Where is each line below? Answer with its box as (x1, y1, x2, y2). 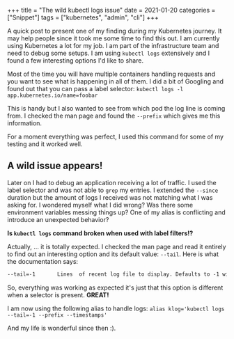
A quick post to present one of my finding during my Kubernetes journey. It (7, 27, 222, 35)
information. (7, 119, 42, 127)
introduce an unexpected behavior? (7, 215, 109, 223)
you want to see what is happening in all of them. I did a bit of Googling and (7, 77, 224, 86)
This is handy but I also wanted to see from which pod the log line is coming (7, 104, 226, 112)
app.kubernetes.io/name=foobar (7, 92, 98, 99)
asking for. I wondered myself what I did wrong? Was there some (7, 200, 194, 209)
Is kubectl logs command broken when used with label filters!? (7, 229, 194, 237)
